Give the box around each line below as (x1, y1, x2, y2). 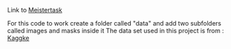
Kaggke (7, 34, 29, 42)
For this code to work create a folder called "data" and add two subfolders (7, 19, 222, 27)
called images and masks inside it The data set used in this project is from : (7, 27, 224, 35)
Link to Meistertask (7, 6, 63, 14)
